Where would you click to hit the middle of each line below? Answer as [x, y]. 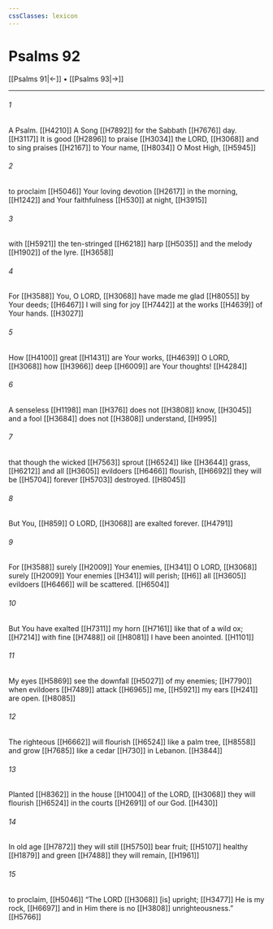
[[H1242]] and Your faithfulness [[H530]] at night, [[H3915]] [108, 199]
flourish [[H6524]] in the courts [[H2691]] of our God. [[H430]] [113, 803]
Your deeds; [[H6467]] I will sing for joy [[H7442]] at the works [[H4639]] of [136, 305]
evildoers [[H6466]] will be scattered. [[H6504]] [89, 584]
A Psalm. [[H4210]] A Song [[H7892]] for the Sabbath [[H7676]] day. [123, 130]
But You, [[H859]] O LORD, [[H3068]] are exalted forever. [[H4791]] [121, 523]
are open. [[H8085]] [42, 698]
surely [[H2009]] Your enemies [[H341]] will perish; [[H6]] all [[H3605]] [127, 576]
